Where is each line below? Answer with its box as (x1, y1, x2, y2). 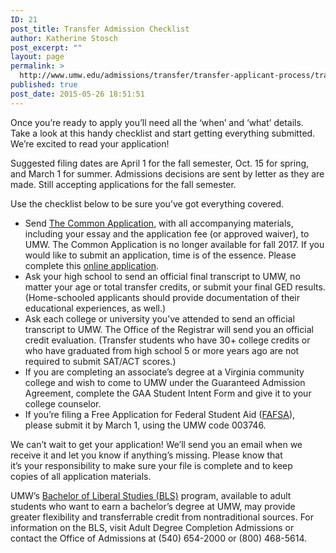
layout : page (10, 52, 65, 62)
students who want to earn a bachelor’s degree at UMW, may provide (10, 500, 296, 512)
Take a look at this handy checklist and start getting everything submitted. (10, 127, 316, 139)
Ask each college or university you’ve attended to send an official (24, 312, 295, 325)
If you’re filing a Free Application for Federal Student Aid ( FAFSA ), (24, 408, 296, 420)
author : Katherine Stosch (10, 33, 118, 43)
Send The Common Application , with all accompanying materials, (24, 217, 294, 229)
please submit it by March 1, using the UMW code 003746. (24, 419, 267, 431)
